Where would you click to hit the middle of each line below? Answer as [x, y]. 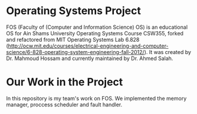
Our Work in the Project [65, 82]
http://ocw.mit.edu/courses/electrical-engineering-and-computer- [88, 46]
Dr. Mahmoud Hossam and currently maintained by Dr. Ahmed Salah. [90, 58]
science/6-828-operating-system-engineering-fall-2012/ [75, 52]
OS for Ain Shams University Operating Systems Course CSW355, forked [95, 33]
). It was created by [168, 52]
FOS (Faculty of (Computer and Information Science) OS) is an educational [97, 27]
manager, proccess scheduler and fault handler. [64, 105]
